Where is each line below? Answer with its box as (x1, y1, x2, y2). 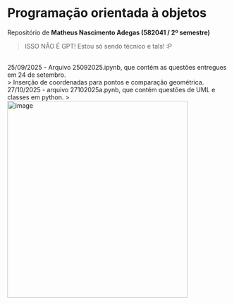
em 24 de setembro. (7, 70, 66, 79)
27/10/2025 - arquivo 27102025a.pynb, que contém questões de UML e (7, 85, 216, 94)
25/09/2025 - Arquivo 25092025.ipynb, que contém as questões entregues (7, 63, 227, 71)
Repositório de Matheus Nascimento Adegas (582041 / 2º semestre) (7, 28, 210, 37)
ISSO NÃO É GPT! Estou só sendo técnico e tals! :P (24, 42, 173, 50)
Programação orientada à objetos (7, 5, 207, 21)
